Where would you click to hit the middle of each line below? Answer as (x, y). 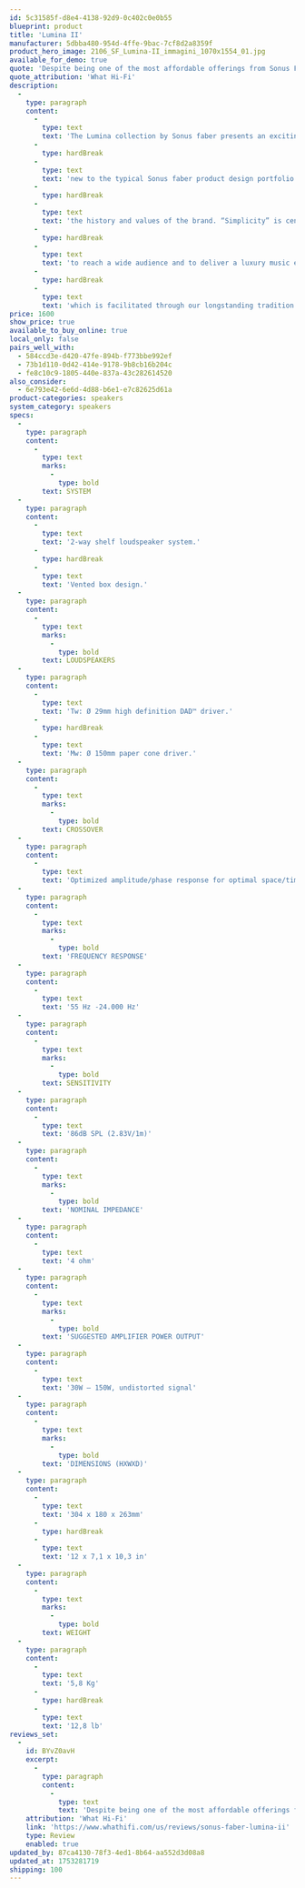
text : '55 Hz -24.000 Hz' (91, 1007)
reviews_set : (34, 1734)
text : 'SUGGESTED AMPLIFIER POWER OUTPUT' (123, 1337)
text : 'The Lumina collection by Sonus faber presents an (154, 136)
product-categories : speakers (67, 398)
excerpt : (42, 1760)
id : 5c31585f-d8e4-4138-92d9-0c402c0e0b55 (91, 18)
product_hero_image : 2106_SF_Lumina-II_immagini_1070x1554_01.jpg (138, 52)
